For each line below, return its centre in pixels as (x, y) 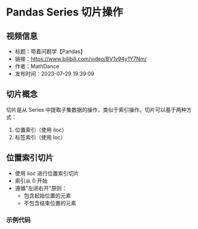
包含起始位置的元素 (47, 195)
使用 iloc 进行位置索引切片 (47, 173)
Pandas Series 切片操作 (65, 12)
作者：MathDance (37, 66)
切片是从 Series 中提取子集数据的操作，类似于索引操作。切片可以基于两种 (96, 109)
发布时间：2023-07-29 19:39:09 (54, 74)
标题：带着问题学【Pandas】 (50, 51)
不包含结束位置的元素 (50, 203)
